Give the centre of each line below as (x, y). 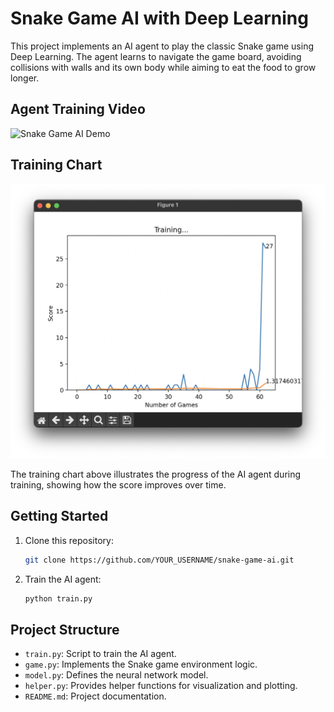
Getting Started (59, 516)
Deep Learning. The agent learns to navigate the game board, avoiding (156, 56)
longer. (25, 78)
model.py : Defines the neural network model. (116, 675)
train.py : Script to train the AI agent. (100, 654)
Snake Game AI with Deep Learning (159, 18)
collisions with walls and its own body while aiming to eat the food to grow (163, 67)
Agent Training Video (78, 109)
